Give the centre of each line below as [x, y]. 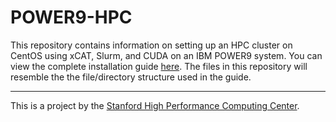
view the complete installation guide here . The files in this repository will [159, 66]
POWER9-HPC [71, 17]
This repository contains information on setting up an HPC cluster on [151, 45]
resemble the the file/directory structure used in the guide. [131, 77]
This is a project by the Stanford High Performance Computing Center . [155, 105]
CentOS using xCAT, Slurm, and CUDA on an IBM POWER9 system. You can [166, 55]
